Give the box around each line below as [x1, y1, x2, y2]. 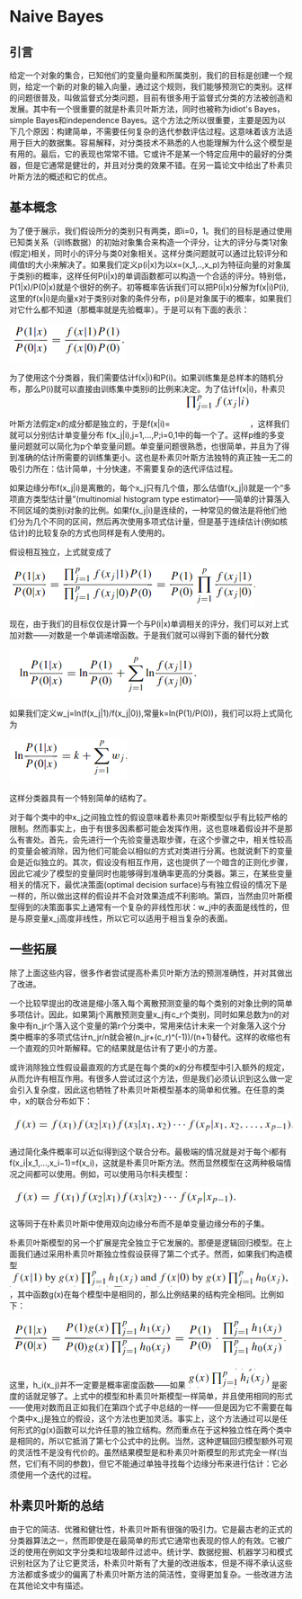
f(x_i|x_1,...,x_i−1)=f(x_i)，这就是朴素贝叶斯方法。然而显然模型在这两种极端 [9, 1157, 284, 1168]
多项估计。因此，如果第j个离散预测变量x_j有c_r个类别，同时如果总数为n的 [9, 1009, 282, 1020]
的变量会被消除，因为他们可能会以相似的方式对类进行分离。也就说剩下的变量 [9, 845, 293, 856]
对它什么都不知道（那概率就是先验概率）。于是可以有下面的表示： [9, 304, 250, 315]
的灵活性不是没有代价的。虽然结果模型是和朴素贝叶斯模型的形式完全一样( [9, 1447, 280, 1458]
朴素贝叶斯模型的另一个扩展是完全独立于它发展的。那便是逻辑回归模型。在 [9, 1237, 285, 1248]
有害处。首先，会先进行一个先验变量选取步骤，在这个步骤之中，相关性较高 [16, 834, 293, 844]
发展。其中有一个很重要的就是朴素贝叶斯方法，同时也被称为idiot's [9, 103, 253, 114]
